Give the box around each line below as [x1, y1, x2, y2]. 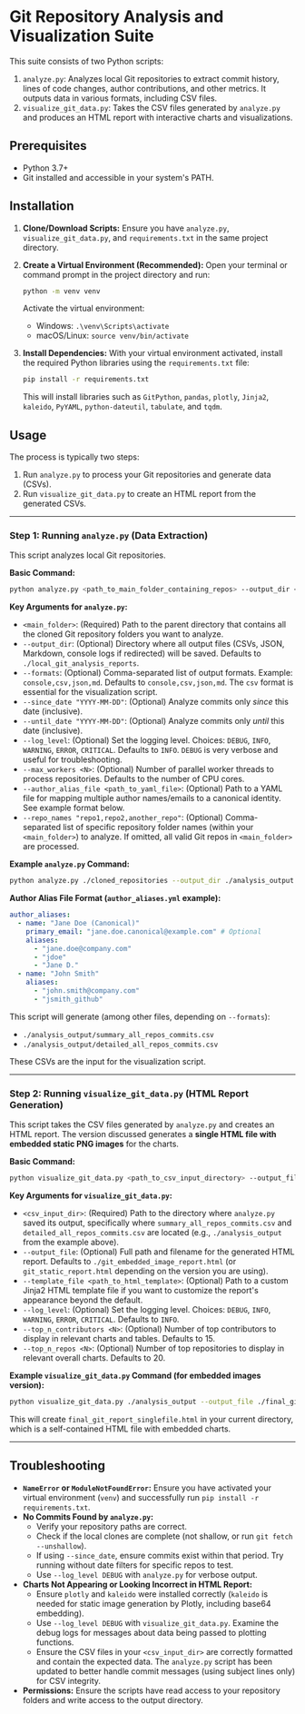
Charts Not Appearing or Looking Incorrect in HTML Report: [22, 1579, 252, 1590]
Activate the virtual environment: [22, 302, 145, 314]
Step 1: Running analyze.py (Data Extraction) [9, 530, 209, 542]
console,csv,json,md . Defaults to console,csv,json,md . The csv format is [22, 677, 294, 688]
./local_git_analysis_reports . [22, 658, 140, 669]
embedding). [35, 1608, 84, 1619]
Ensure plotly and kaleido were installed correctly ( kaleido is [35, 1588, 269, 1600]
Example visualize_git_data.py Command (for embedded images [9, 1370, 261, 1381]
